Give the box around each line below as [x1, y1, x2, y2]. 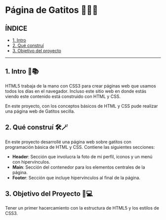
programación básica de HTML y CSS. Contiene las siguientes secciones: [5, 144, 155, 150]
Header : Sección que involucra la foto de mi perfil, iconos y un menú [12, 153, 153, 160]
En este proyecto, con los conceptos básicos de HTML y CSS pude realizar [5, 103, 158, 109]
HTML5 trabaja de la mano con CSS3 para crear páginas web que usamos [5, 83, 157, 88]
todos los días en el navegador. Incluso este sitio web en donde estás [5, 88, 147, 94]
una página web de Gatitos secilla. [5, 108, 75, 114]
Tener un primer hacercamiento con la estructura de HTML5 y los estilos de [5, 205, 160, 211]
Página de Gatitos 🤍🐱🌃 [5, 4, 98, 16]
